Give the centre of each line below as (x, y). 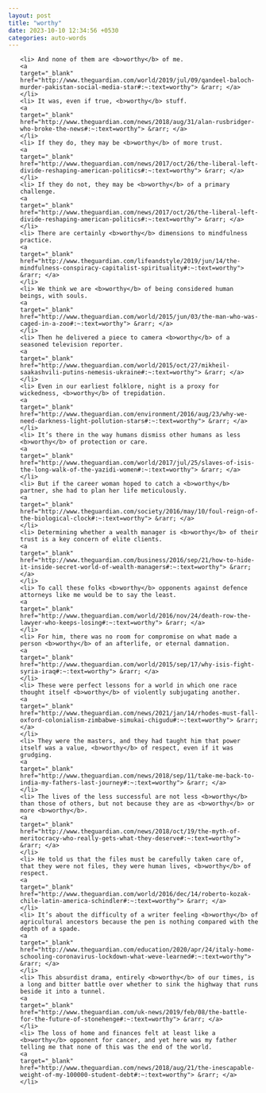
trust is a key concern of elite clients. (91, 540)
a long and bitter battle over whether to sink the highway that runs (139, 985)
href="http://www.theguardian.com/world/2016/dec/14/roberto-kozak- (135, 894)
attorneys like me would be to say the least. (98, 595)
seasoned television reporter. (71, 345)
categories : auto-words (48, 38)
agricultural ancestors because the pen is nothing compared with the (139, 922)
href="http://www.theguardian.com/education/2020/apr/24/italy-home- (137, 950)
